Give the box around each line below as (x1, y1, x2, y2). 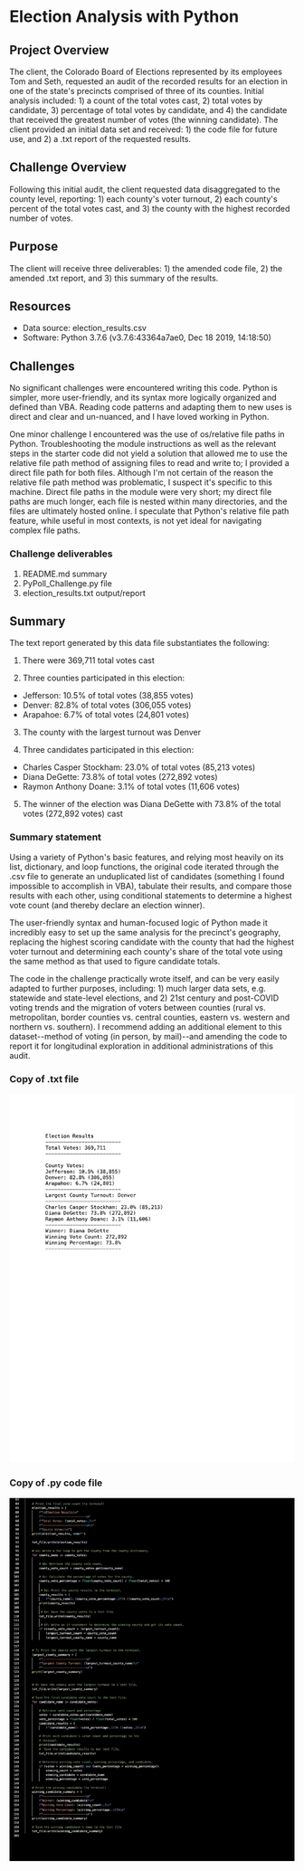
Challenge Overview (9, 160, 127, 176)
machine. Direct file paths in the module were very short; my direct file (9, 487, 272, 498)
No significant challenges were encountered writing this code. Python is (9, 383, 278, 394)
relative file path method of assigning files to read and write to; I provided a (9, 458, 290, 469)
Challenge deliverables (9, 547, 113, 560)
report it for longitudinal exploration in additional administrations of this (9, 1040, 274, 1051)
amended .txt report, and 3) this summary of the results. (9, 272, 219, 283)
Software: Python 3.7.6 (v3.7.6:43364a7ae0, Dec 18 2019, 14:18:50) (22, 332, 271, 343)
